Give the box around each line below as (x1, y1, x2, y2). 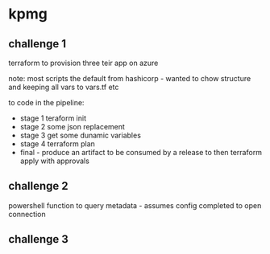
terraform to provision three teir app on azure (8, 58, 159, 68)
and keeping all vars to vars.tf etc (8, 82, 119, 92)
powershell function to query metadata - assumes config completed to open (8, 200, 262, 210)
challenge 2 (8, 179, 69, 193)
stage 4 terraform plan (19, 139, 95, 149)
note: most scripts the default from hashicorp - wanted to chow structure (8, 74, 251, 83)
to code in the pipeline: (8, 98, 85, 107)
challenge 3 (8, 232, 69, 246)
